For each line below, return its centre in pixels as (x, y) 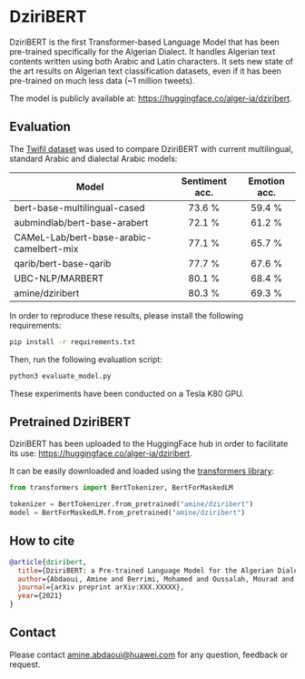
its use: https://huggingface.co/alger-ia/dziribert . (101, 453)
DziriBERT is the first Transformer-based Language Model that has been (144, 42)
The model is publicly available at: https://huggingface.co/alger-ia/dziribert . (151, 98)
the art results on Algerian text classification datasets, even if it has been (145, 71)
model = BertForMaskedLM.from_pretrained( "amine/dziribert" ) (128, 513)
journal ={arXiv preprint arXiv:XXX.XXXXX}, (101, 588)
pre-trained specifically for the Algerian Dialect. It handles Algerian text (143, 51)
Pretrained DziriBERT (70, 422)
